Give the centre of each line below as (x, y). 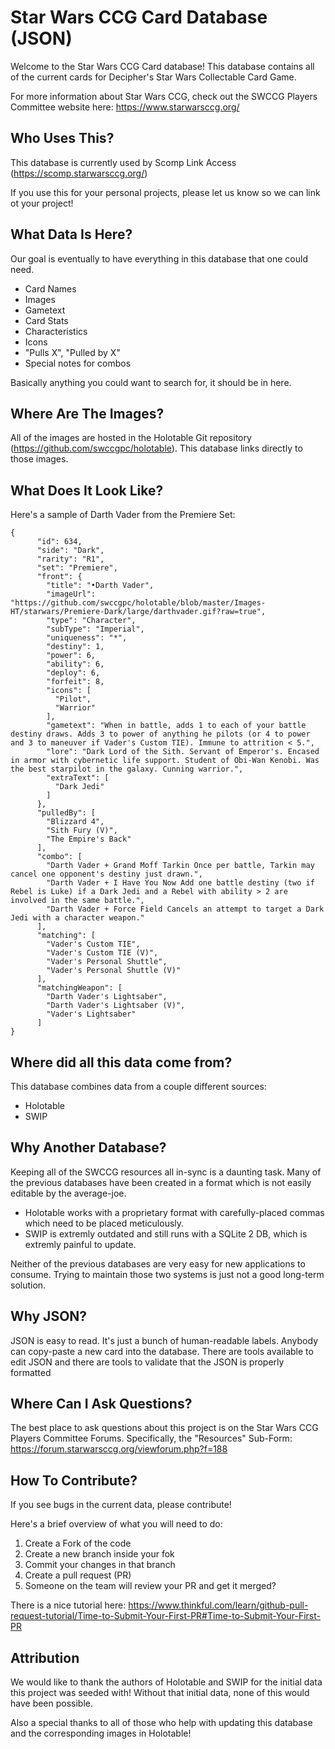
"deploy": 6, (73, 673)
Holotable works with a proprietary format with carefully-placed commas (174, 1212)
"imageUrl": (71, 594)
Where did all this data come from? (121, 1062)
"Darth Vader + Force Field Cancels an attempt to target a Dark (185, 909)
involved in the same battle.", (77, 901)
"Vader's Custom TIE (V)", (102, 953)
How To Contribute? (74, 1480)
